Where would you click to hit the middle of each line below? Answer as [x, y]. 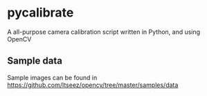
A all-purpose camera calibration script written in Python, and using [104, 32]
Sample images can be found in [52, 77]
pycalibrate [40, 13]
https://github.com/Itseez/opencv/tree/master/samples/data [93, 85]
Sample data [35, 61]
